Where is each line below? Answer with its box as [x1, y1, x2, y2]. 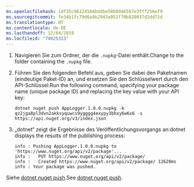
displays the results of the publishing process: [14, 132, 125, 139]
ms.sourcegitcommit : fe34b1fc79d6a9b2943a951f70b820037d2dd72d [6, 14, 163, 20]
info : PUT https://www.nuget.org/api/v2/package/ [14, 154, 146, 160]
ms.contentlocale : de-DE [6, 25, 66, 31]
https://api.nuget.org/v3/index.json [14, 116, 107, 122]
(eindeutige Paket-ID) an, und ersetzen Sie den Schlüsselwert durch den [14, 75, 189, 82]
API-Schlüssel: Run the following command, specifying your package [14, 82, 179, 88]
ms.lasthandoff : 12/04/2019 [6, 30, 75, 36]
